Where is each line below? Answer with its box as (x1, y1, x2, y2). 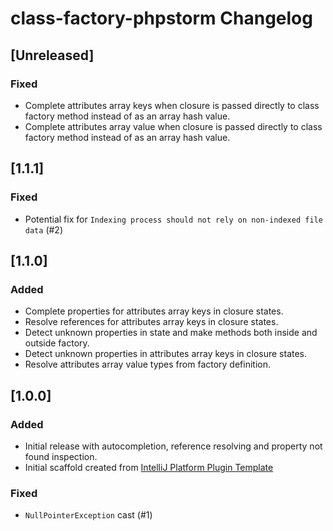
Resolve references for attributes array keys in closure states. (24, 316, 279, 328)
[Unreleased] (10, 47, 95, 64)
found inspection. (24, 450, 98, 462)
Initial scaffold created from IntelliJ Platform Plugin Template (24, 461, 274, 473)
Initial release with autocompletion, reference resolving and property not (24, 440, 323, 452)
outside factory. (24, 337, 90, 349)
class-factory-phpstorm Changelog (10, 7, 313, 30)
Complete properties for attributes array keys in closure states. (24, 305, 284, 317)
